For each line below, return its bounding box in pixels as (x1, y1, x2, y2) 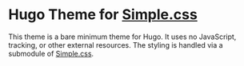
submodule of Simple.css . (8, 49, 94, 58)
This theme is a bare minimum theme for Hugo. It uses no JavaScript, (8, 32, 237, 41)
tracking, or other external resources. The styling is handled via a (8, 40, 223, 49)
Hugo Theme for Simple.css (8, 6, 198, 24)
